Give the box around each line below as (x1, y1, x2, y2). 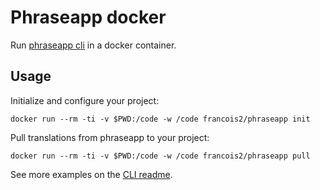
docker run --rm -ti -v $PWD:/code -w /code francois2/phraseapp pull (10, 151, 311, 161)
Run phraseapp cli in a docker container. (10, 39, 177, 51)
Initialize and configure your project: (10, 94, 160, 106)
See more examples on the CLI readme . (10, 168, 173, 180)
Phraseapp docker (10, 6, 167, 29)
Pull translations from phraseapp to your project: (10, 131, 210, 143)
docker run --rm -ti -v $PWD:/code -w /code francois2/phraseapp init (10, 114, 311, 124)
